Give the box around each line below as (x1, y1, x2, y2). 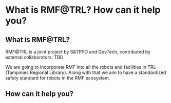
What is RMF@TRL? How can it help (5, 4, 161, 16)
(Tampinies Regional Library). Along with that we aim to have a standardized (5, 69, 166, 75)
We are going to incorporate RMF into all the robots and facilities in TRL (5, 64, 156, 70)
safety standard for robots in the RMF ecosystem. (5, 75, 110, 81)
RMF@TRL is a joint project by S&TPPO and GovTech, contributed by (5, 49, 150, 55)
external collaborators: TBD (5, 54, 64, 60)
